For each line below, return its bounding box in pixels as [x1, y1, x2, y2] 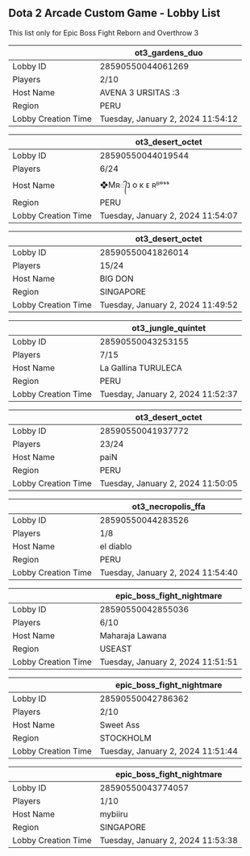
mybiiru [99, 808, 129, 820]
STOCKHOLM [99, 732, 152, 743]
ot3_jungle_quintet [131, 322, 206, 333]
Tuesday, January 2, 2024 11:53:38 [99, 834, 238, 846]
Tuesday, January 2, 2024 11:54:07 [99, 210, 238, 221]
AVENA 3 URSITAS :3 [99, 86, 180, 98]
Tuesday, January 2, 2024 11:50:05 [99, 478, 238, 489]
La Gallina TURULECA [99, 362, 183, 374]
